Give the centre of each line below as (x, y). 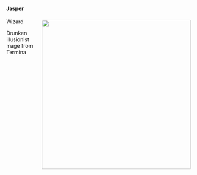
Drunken (17, 33)
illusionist (18, 39)
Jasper (15, 8)
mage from (20, 46)
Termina (16, 52)
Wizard (15, 22)
